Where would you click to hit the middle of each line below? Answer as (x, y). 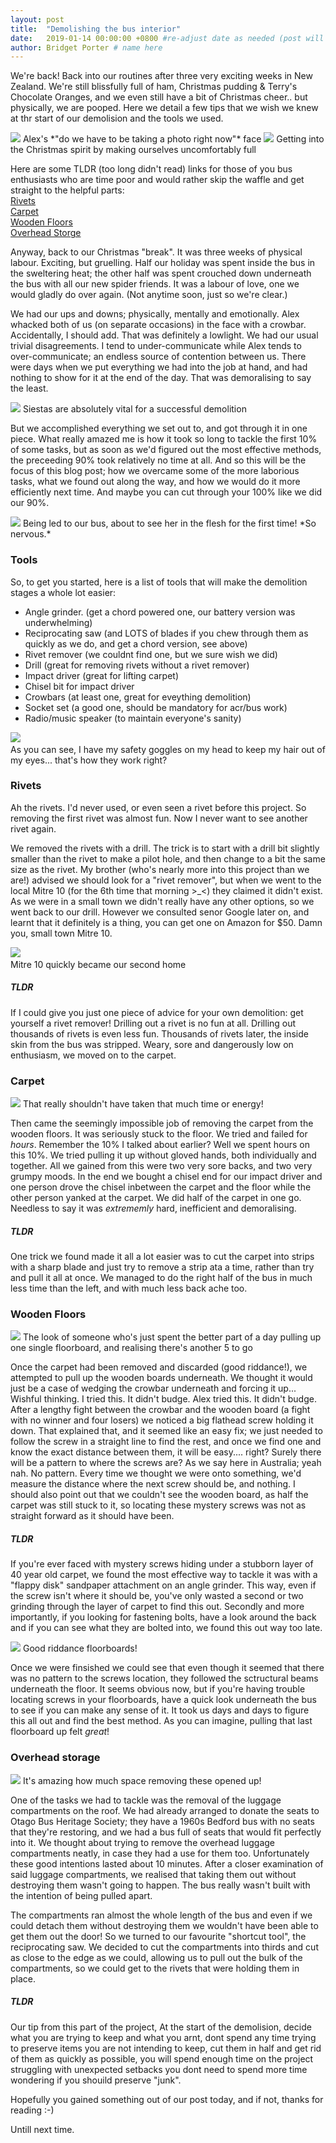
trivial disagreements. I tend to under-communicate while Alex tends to (156, 346)
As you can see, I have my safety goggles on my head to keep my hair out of (168, 749)
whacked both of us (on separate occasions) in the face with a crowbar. (158, 325)
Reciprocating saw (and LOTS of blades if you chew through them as (166, 633)
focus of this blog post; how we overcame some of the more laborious (155, 471)
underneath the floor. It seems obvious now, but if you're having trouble (158, 1689)
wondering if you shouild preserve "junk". (96, 2080)
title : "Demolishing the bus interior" (96, 29)
